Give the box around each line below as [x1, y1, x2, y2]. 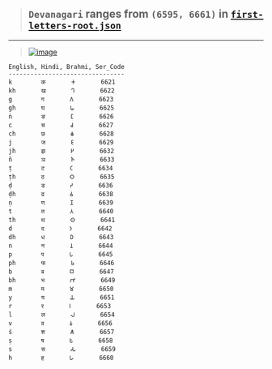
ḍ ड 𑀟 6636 [8, 181, 113, 190]
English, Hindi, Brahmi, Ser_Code [8, 62, 125, 71]
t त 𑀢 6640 [8, 207, 114, 215]
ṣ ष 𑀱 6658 [8, 337, 113, 345]
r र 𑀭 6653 [8, 302, 112, 310]
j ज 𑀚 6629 [8, 138, 114, 146]
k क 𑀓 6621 [8, 78, 116, 86]
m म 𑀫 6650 [8, 285, 114, 293]
